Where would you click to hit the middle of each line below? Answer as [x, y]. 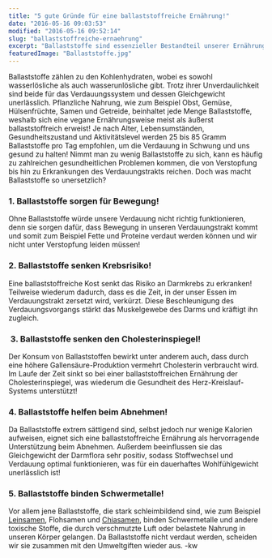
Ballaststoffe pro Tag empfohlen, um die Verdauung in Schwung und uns [129, 146]
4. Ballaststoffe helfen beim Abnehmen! [88, 412]
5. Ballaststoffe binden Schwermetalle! [86, 494]
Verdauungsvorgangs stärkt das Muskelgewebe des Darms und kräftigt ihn [133, 309]
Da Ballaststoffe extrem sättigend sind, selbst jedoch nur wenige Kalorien [130, 430]
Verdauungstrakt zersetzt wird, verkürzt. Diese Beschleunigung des [121, 300]
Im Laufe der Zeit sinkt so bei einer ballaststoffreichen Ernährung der [123, 373]
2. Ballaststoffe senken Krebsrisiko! [80, 266]
